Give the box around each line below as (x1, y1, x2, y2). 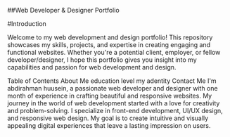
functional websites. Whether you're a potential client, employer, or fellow (7, 48, 221, 56)
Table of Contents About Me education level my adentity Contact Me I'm (7, 77, 217, 85)
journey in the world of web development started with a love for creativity (7, 99, 220, 107)
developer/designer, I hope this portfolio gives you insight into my (7, 56, 197, 64)
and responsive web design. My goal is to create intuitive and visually (7, 114, 209, 122)
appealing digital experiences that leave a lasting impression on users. (7, 122, 211, 129)
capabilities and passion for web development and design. (7, 63, 177, 71)
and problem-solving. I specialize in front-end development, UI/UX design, (7, 107, 223, 115)
